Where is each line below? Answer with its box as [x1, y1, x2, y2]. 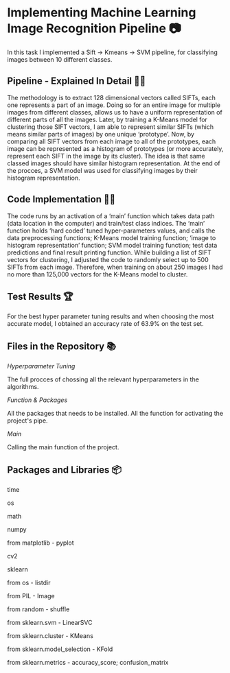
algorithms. [7, 383, 39, 391]
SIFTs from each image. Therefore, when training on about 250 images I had [7, 263, 223, 271]
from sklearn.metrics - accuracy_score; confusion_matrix [7, 659, 169, 666]
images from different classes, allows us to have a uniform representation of [7, 108, 223, 116]
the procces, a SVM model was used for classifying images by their [7, 166, 198, 174]
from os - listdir [7, 578, 51, 587]
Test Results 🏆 [7, 290, 73, 303]
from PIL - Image [7, 592, 55, 600]
